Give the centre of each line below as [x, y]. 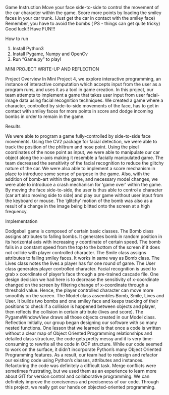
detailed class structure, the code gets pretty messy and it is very [73, 339]
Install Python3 [28, 48]
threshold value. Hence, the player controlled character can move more [79, 290]
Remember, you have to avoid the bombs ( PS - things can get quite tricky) [83, 23]
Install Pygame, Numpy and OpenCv [50, 54]
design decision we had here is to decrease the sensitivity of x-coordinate [82, 280]
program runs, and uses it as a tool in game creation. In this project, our [79, 90]
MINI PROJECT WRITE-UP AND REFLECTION [52, 69]
